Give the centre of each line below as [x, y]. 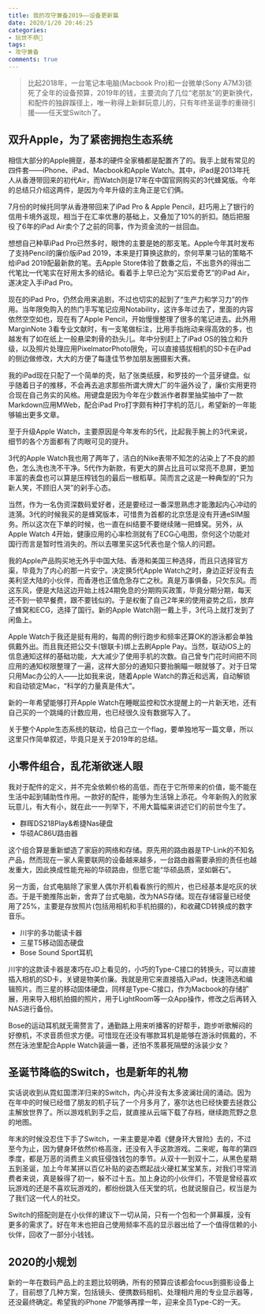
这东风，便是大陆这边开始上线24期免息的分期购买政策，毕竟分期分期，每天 [130, 590]
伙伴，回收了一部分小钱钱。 [53, 1234]
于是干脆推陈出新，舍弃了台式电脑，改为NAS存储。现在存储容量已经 [133, 896]
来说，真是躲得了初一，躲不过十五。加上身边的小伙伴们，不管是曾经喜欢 [139, 1178]
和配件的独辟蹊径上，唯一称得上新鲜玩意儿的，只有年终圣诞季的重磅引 [142, 103]
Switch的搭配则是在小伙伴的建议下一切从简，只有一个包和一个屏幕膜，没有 [130, 1215]
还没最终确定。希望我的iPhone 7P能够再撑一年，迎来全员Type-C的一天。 [127, 1302]
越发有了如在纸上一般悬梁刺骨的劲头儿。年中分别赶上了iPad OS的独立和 [125, 338]
